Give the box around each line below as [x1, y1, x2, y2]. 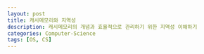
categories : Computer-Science [7, 29, 96, 37]
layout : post [7, 10, 46, 18]
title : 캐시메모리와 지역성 [7, 17, 76, 24]
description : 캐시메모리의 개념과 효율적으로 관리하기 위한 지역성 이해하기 [7, 23, 198, 30]
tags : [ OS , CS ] [7, 36, 52, 43]
